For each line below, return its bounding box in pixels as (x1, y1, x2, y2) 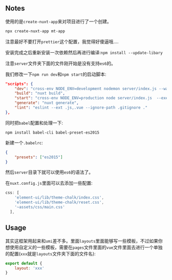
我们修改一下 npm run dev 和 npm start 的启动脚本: (5, 71, 106, 77)
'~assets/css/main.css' (14, 205, 66, 210)
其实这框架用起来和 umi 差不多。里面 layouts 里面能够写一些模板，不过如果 (5, 238, 159, 244)
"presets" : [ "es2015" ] (14, 155, 63, 160)
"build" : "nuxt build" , (14, 91, 66, 96)
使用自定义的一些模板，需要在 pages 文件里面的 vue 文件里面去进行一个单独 (9, 244, 163, 250)
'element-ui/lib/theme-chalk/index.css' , (14, 195, 104, 200)
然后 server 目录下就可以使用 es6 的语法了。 (5, 169, 94, 176)
